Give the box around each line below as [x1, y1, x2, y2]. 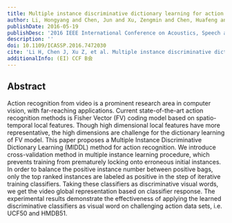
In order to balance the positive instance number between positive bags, [7, 165, 213, 173]
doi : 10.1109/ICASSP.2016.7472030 [7, 42, 107, 49]
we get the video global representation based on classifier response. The [7, 187, 215, 195]
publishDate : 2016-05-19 [7, 23, 79, 30]
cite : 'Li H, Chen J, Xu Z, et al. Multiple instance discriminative [7, 49, 212, 56]
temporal [7, 121, 33, 129]
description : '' [7, 36, 54, 43]
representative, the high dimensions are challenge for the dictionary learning [7, 128, 225, 137]
